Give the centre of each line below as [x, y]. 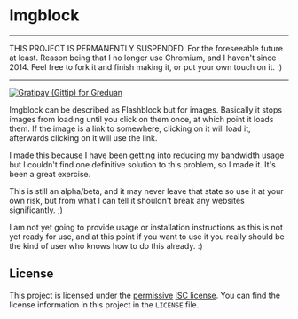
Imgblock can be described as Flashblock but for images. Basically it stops [145, 109]
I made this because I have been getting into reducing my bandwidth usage [147, 155]
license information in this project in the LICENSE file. [104, 304]
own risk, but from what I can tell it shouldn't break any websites [127, 200]
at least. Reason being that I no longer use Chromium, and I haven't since [143, 58]
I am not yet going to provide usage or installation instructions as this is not [146, 227]
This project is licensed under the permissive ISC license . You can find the [145, 295]
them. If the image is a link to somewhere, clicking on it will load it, [130, 128]
